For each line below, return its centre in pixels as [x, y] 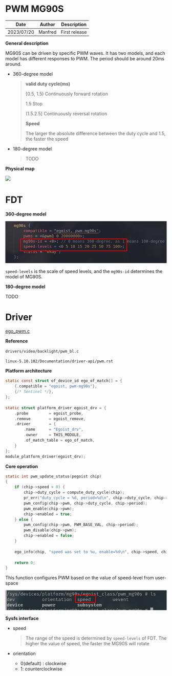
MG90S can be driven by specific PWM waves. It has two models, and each [85, 53]
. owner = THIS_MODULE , [52, 435]
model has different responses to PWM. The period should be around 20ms [85, 59]
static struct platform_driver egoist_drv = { [56, 408]
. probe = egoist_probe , [49, 413]
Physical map [20, 169]
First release [74, 32]
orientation [24, 653]
